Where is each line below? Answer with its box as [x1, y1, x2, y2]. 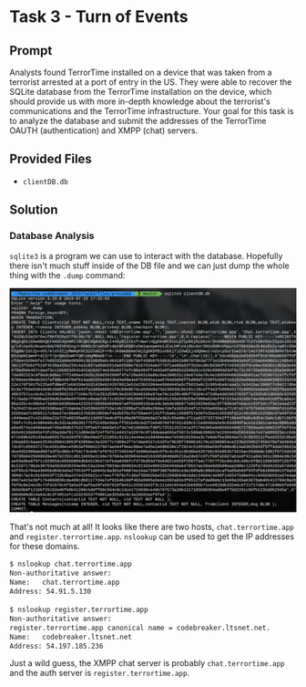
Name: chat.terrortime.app [9, 578, 120, 588]
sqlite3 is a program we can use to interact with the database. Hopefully [9, 250, 283, 261]
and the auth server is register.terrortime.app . [9, 668, 189, 679]
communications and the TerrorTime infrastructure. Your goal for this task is [9, 106, 294, 116]
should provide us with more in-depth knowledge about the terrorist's [9, 96, 270, 107]
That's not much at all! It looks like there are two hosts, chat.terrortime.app [9, 522, 294, 533]
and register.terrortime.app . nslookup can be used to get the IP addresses [9, 531, 294, 542]
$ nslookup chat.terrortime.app [9, 559, 132, 569]
